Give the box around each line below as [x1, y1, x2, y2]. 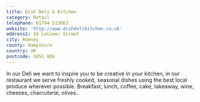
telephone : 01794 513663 [6, 20, 69, 26]
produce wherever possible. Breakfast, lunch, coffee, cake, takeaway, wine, [6, 82, 195, 90]
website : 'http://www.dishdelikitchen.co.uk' [6, 25, 122, 32]
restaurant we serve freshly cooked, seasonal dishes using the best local [6, 76, 188, 83]
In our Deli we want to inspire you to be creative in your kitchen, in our [6, 70, 180, 77]
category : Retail [6, 14, 50, 20]
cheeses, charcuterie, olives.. [6, 89, 80, 96]
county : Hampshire [6, 43, 52, 49]
